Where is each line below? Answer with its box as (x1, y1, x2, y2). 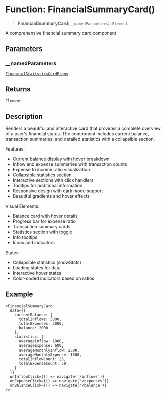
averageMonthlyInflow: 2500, (18, 348, 80, 353)
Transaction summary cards (12, 224, 71, 230)
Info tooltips (12, 234, 38, 240)
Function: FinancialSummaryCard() (5, 4, 155, 15)
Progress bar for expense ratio (12, 218, 76, 224)
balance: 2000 (18, 326, 49, 331)
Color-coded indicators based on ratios (12, 275, 95, 281)
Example (5, 290, 33, 299)
